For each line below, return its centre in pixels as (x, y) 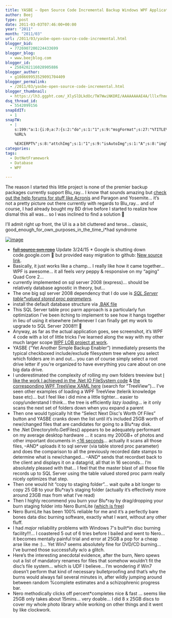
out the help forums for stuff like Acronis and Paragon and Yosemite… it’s (82, 198)
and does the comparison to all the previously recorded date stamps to (88, 451)
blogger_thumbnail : (26, 91)
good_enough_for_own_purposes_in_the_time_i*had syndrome (71, 230)
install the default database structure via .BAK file (65, 304)
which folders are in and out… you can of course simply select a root (85, 359)
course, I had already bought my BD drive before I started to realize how (81, 209)
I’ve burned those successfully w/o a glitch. (59, 550)
